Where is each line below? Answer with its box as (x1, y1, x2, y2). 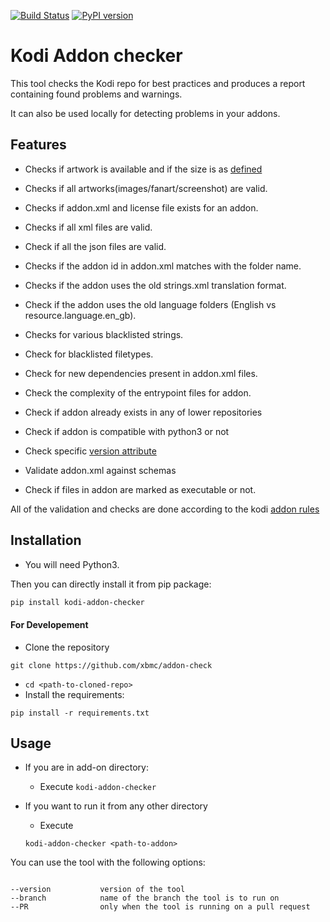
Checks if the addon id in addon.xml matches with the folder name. (24, 260, 302, 272)
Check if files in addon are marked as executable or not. (24, 483, 257, 495)
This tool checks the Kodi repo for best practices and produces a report (10, 77, 306, 89)
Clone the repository (24, 641, 110, 653)
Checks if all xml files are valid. (24, 221, 153, 233)
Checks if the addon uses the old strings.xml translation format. (24, 279, 287, 291)
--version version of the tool (10, 885, 186, 895)
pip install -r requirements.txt (10, 708, 150, 718)
